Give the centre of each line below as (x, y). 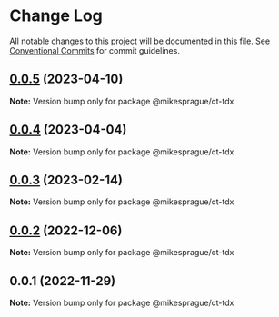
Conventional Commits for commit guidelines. (95, 50)
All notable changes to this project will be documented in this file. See (140, 41)
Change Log (56, 16)
